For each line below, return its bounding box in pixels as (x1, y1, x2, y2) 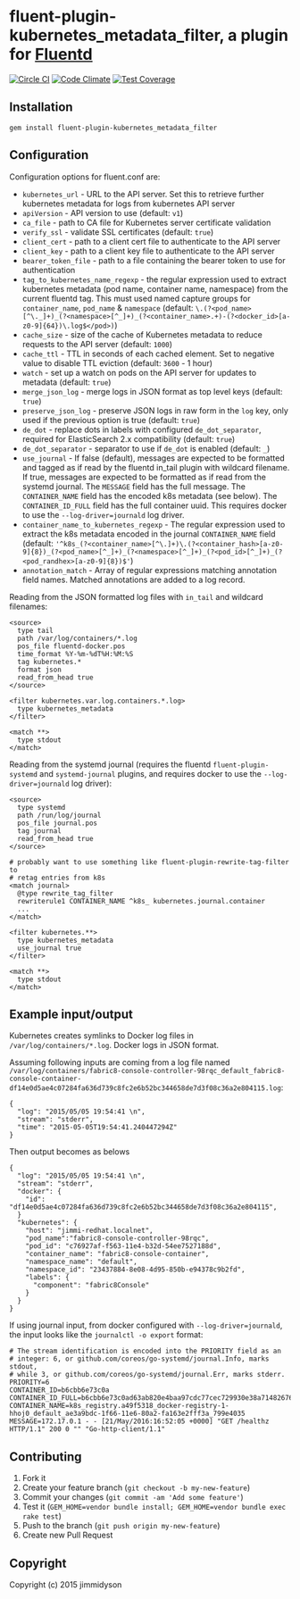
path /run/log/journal (17, 811, 102, 820)
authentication (21, 264, 76, 275)
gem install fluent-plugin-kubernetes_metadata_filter (9, 123, 218, 132)
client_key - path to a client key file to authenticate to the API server (21, 246, 275, 256)
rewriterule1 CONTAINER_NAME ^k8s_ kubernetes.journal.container (17, 896, 266, 905)
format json (17, 665, 62, 674)
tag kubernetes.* (17, 657, 82, 666)
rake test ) (21, 1511, 62, 1521)
